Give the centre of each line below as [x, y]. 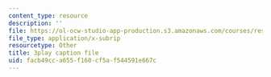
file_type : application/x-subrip [65, 38]
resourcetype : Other [43, 46]
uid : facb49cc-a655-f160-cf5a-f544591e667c [83, 61]
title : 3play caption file [54, 53]
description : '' [35, 23]
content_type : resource [48, 16]
